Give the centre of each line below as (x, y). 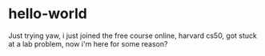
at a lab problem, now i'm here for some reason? (88, 43)
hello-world (48, 14)
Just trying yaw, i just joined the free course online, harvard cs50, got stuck (133, 35)
